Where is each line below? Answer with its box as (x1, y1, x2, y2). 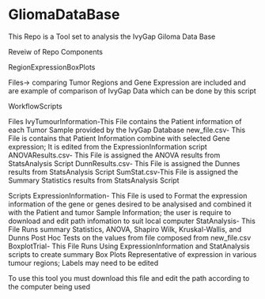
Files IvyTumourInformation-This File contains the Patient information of (8, 116, 242, 126)
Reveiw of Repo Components (8, 47, 104, 56)
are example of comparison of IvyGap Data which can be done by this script (8, 85, 257, 96)
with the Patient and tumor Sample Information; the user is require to (8, 207, 232, 217)
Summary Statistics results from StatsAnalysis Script (8, 176, 180, 185)
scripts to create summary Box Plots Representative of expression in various (8, 249, 257, 259)
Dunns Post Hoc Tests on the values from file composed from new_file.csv (8, 233, 252, 242)
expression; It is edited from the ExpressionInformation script (8, 142, 207, 151)
